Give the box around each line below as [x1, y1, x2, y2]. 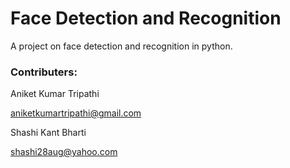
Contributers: [10, 65, 78, 79]
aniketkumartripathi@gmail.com [10, 107, 142, 119]
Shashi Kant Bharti [10, 127, 87, 139]
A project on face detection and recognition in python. [10, 40, 233, 52]
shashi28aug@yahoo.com [10, 146, 118, 158]
